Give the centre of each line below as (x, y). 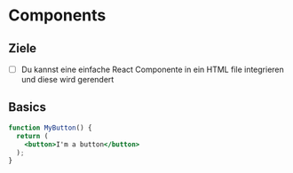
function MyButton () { (50, 128)
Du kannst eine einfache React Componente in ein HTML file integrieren (153, 69)
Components (57, 16)
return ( (32, 136)
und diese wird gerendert (67, 80)
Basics (27, 107)
